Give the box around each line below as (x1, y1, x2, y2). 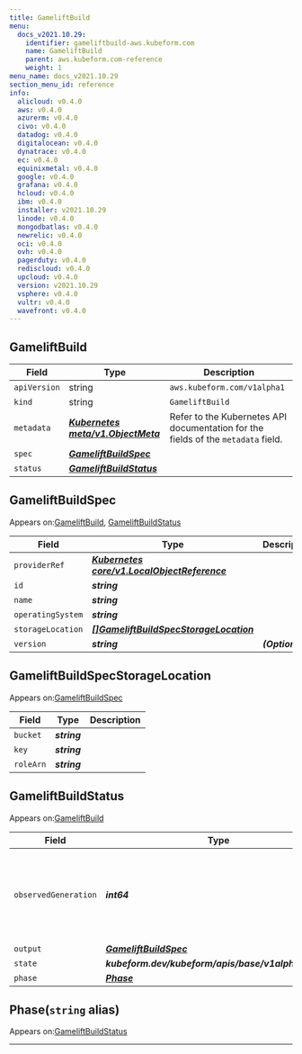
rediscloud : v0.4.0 (17, 265, 91, 274)
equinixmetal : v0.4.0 (17, 164, 99, 173)
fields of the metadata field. (169, 433, 283, 446)
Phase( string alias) (9, 1002, 120, 1017)
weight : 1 (25, 64, 63, 73)
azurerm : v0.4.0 (17, 113, 78, 122)
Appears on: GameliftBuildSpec (9, 692, 123, 703)
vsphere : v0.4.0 (17, 289, 78, 298)
